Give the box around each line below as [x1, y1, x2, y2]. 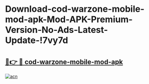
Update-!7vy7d [5, 35, 68, 46]
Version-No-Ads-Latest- [5, 25, 108, 35]
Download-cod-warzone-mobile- [5, 3, 145, 15]
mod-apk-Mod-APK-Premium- [5, 14, 133, 25]
